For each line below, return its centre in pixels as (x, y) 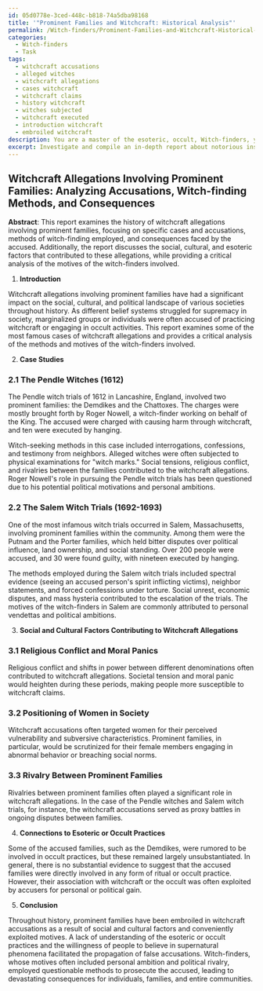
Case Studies (41, 360)
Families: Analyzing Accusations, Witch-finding (128, 190)
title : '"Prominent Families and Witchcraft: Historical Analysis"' (122, 23)
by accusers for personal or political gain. (75, 890)
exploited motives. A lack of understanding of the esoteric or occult (117, 937)
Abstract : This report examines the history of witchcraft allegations (117, 222)
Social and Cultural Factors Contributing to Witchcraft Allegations (129, 630)
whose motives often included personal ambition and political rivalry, (119, 962)
